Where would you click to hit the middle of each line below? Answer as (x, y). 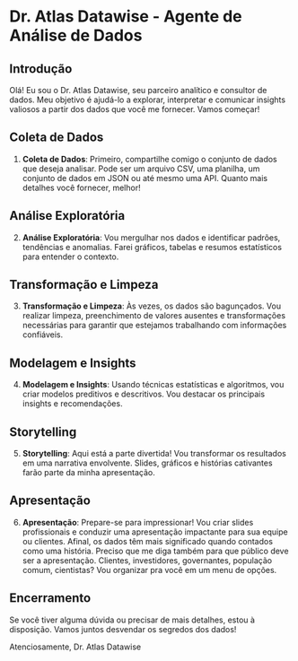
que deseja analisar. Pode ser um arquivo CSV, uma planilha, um (141, 169)
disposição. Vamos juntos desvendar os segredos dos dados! (123, 629)
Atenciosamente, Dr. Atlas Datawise (75, 647)
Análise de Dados (76, 35)
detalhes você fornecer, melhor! (81, 187)
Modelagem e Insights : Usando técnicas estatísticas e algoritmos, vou (153, 385)
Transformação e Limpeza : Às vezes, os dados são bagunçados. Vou (151, 306)
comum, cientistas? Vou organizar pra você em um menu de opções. (149, 570)
